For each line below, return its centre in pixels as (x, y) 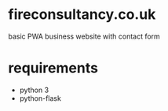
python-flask (40, 98)
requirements (53, 68)
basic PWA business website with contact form (84, 36)
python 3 (34, 90)
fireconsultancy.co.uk (82, 15)
